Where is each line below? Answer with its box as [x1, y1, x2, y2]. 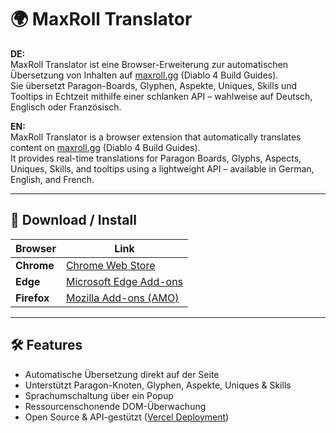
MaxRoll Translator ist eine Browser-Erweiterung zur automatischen [10, 58, 289, 70]
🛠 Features [10, 337, 83, 354]
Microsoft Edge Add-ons [65, 274, 184, 288]
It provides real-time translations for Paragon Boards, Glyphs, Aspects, [10, 152, 302, 164]
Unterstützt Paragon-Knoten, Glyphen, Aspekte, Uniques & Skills [24, 379, 292, 391]
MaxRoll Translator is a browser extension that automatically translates [10, 131, 302, 143]
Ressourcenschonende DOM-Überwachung [24, 400, 207, 412]
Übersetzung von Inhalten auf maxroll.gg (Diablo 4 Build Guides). [10, 69, 279, 81]
